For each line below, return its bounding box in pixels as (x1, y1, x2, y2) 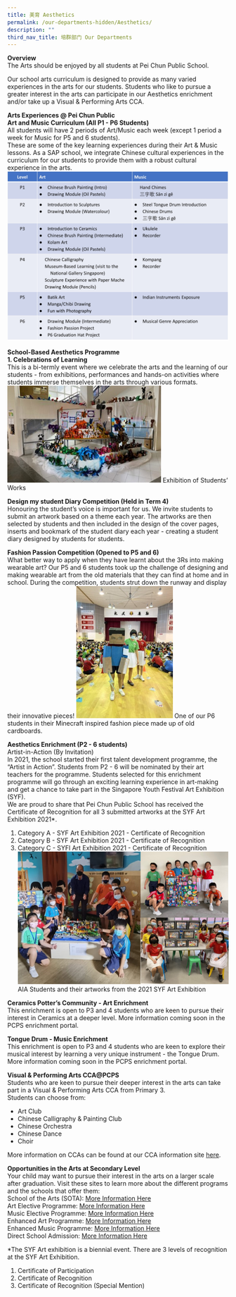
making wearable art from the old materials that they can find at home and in (7, 571, 229, 579)
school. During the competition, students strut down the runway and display (7, 578, 227, 587)
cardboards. (7, 726, 43, 736)
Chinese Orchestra (17, 1122, 72, 1131)
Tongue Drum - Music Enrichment (7, 1035, 108, 1043)
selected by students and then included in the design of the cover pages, (7, 520, 219, 528)
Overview (7, 54, 37, 63)
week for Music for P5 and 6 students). (7, 134, 121, 142)
